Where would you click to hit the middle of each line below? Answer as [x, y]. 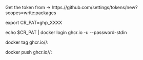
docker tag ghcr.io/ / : [27, 42]
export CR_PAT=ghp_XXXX [34, 23]
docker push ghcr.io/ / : [29, 52]
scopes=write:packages [31, 13]
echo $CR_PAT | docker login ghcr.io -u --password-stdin [66, 32]
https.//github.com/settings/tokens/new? [95, 7]
